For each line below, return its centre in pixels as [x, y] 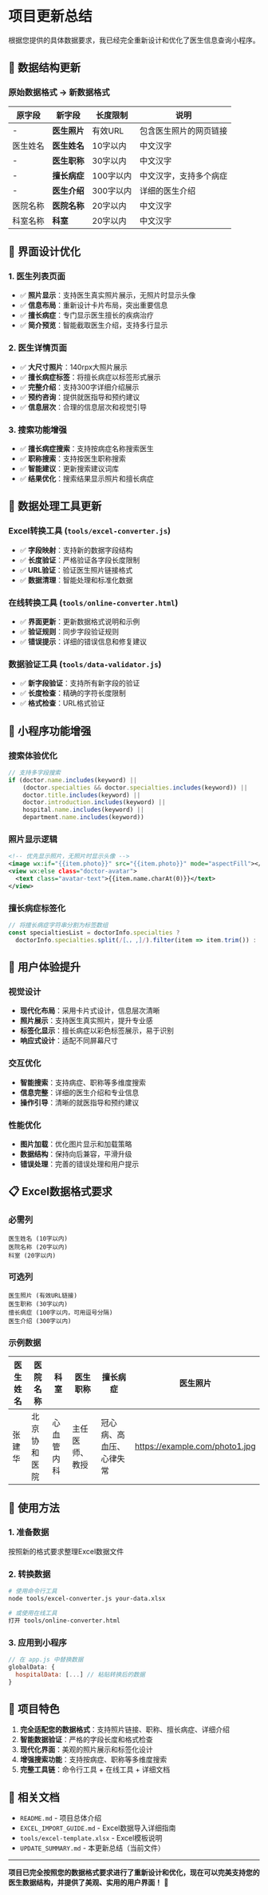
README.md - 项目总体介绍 [61, 1818]
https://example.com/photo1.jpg [195, 1446]
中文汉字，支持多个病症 [183, 175]
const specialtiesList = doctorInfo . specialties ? [94, 933]
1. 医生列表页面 [37, 276]
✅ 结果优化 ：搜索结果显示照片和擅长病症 [87, 478]
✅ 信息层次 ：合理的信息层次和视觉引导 [83, 407]
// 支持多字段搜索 [35, 773]
